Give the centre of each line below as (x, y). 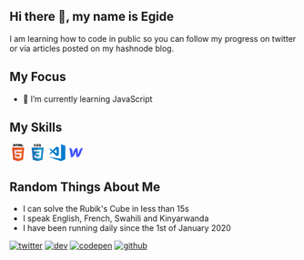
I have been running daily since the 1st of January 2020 (127, 228)
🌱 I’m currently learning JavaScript (87, 99)
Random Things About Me (85, 187)
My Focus (38, 77)
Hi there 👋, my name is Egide (92, 17)
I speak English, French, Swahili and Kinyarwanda (116, 218)
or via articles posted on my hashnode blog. (92, 48)
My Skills (36, 128)
